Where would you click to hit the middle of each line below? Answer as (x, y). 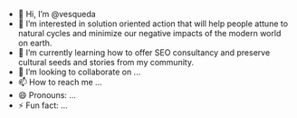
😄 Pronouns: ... (47, 95)
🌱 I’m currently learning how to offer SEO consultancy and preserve (144, 53)
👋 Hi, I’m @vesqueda (57, 14)
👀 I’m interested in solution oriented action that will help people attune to (153, 24)
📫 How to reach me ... (60, 82)
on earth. (35, 43)
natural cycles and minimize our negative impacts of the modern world (149, 33)
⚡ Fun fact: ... (43, 105)
